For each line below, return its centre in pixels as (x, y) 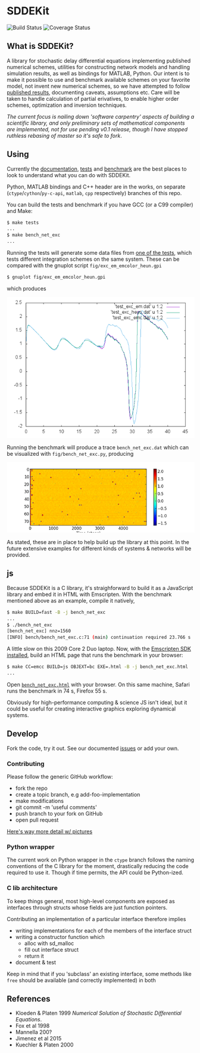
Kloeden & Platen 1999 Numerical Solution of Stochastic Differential (99, 1013)
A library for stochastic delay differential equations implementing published (99, 60)
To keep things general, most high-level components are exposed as (91, 901)
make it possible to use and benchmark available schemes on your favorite (99, 79)
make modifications (40, 801)
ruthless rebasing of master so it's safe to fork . (65, 135)
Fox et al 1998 (32, 1026)
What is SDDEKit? (40, 46)
